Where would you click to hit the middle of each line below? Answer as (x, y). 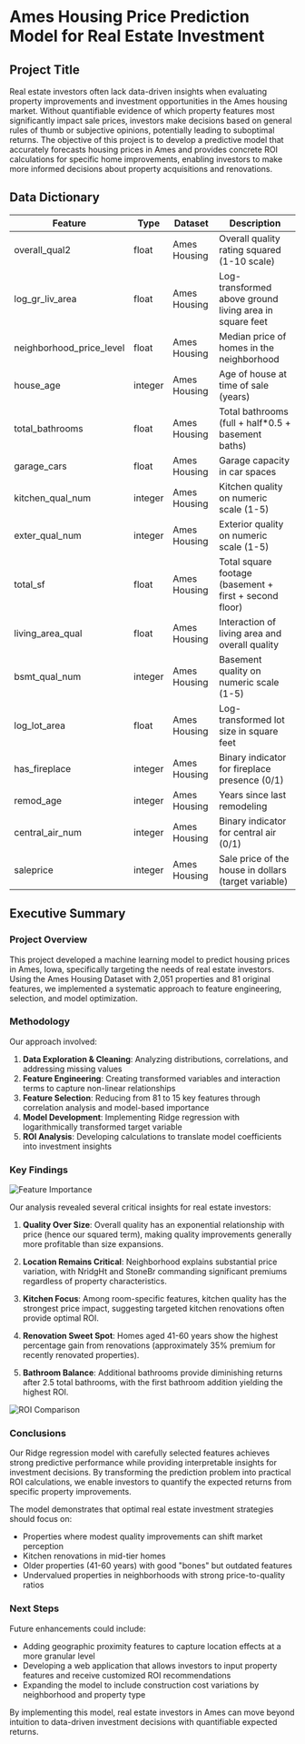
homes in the (247, 348)
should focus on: (41, 1519)
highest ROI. (45, 1392)
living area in (246, 309)
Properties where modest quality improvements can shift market (143, 1536)
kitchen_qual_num (53, 498)
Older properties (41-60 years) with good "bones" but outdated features (157, 1566)
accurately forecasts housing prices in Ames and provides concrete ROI (144, 149)
